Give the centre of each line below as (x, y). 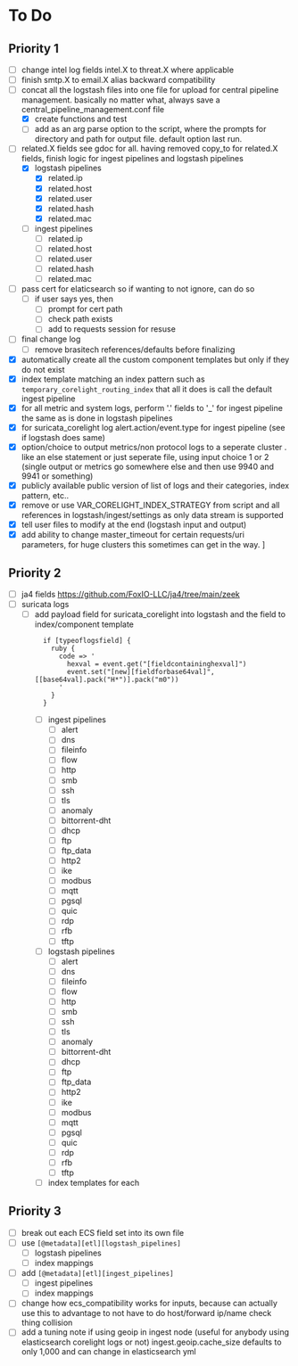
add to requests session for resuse (112, 329)
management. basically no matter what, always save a (120, 100)
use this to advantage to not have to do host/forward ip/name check (146, 1313)
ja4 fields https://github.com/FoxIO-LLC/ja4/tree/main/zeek (130, 594)
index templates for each (94, 1183)
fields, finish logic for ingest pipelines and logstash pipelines (132, 159)
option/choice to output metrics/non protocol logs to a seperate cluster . (154, 447)
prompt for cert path (85, 309)
